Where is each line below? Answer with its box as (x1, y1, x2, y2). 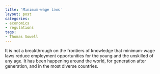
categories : (5, 16, 29, 21)
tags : (5, 30, 16, 35)
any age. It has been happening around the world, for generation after (5, 58, 146, 64)
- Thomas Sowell (5, 35, 38, 39)
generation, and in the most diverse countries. (5, 63, 99, 69)
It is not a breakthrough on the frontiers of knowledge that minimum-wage (5, 47, 155, 54)
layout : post (5, 12, 32, 17)
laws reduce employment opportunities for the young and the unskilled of (5, 53, 154, 58)
